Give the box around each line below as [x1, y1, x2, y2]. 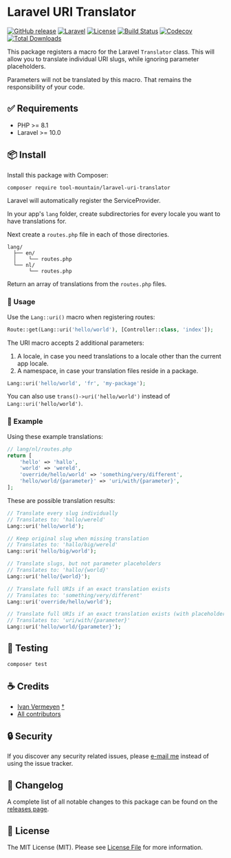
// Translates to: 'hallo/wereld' [7, 516, 107, 523]
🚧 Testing [7, 643, 49, 654]
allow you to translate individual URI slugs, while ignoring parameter [7, 54, 199, 63]
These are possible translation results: [7, 496, 115, 504]
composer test [7, 661, 48, 667]
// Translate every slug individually [7, 510, 118, 517]
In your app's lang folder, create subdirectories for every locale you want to [7, 210, 221, 218]
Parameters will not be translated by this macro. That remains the [7, 75, 192, 83]
